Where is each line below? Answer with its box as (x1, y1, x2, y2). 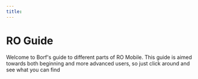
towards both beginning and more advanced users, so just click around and (6, 60, 190, 67)
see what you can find (6, 66, 60, 73)
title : (6, 8, 22, 15)
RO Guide (6, 34, 53, 47)
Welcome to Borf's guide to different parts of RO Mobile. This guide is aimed (6, 54, 192, 61)
